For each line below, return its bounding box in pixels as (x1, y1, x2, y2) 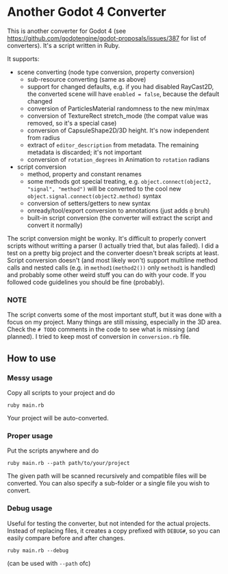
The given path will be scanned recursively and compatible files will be (7, 472, 207, 480)
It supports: (7, 54, 40, 62)
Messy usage (7, 373, 53, 383)
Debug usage (7, 503, 53, 513)
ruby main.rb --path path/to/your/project (7, 460, 130, 467)
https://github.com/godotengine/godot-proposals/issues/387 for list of (7, 34, 207, 42)
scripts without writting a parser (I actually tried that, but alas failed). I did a (7, 241, 219, 250)
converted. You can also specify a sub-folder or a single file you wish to (7, 479, 210, 488)
